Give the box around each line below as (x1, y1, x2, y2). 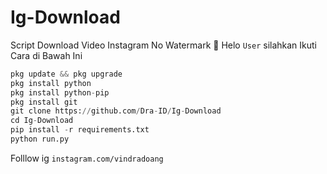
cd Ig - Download (10, 116, 74, 126)
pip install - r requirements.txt (10, 125, 150, 135)
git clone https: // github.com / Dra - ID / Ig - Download (10, 106, 222, 116)
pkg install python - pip (10, 87, 110, 98)
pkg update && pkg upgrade (10, 69, 123, 79)
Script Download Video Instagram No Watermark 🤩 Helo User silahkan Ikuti (10, 39, 318, 51)
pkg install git (10, 97, 78, 107)
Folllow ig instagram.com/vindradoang (10, 152, 164, 164)
